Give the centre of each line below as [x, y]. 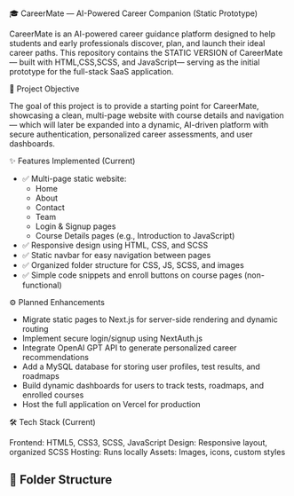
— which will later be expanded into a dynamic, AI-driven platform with [139, 125]
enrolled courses [53, 395]
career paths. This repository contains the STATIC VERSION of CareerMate [146, 53]
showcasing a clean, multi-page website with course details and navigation [147, 115]
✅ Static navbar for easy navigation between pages [116, 255]
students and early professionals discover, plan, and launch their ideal [137, 43]
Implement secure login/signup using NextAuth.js [112, 338]
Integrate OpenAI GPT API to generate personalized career [129, 348]
